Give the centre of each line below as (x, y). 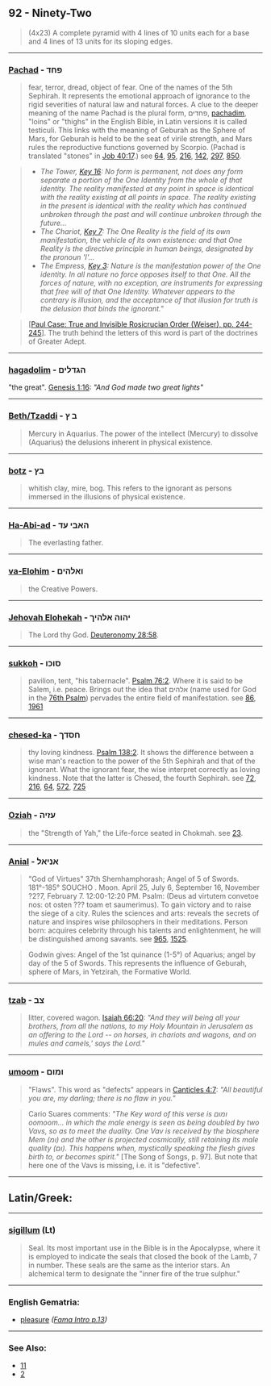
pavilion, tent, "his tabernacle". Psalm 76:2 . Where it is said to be (135, 681)
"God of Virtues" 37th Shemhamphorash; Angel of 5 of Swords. (133, 879)
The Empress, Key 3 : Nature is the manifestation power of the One (150, 266)
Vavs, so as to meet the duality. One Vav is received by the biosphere (144, 1131)
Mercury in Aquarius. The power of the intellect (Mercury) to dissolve (143, 433)
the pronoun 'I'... (67, 257)
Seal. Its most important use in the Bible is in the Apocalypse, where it (144, 1248)
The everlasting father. (66, 543)
